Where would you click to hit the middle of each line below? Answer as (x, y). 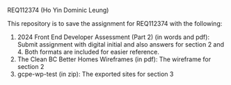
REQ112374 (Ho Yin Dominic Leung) (58, 10)
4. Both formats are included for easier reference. (88, 52)
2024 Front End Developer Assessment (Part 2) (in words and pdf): (113, 37)
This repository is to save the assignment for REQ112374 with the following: (115, 23)
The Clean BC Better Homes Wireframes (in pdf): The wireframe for (114, 59)
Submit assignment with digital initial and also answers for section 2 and (121, 44)
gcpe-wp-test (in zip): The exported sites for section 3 (95, 74)
